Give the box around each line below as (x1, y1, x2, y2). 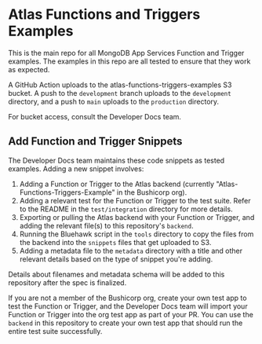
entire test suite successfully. (8, 326, 103, 335)
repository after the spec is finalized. (8, 277, 127, 287)
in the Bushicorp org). (116, 187, 187, 197)
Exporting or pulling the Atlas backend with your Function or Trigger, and (19, 212, 255, 221)
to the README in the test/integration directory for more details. (19, 204, 233, 214)
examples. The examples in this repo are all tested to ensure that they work (8, 57, 251, 66)
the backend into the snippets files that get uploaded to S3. (19, 237, 212, 247)
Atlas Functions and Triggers (8, 5, 201, 24)
